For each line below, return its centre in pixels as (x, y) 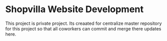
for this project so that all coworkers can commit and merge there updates (83, 28)
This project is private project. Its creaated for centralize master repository (83, 23)
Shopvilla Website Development (75, 9)
